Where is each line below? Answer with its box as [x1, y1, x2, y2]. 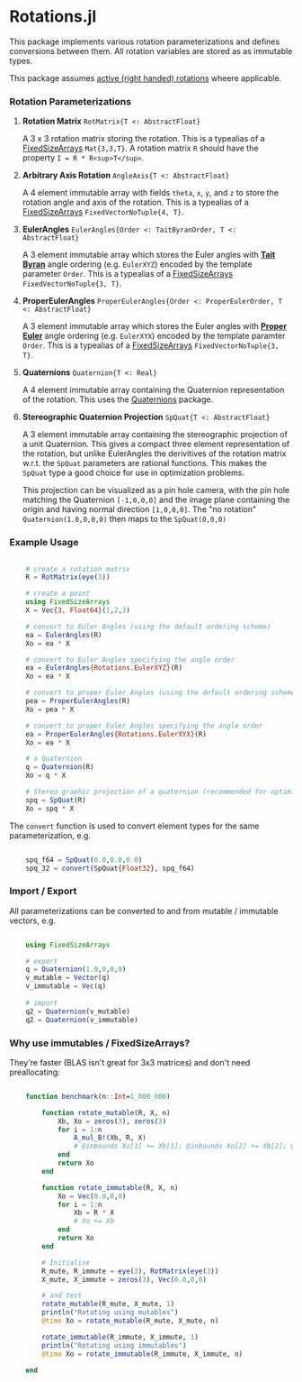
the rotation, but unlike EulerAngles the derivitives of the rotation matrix [22, 448, 287, 459]
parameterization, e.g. [9, 829, 92, 840]
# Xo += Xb [73, 1217, 115, 1226]
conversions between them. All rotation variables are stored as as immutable [9, 45, 293, 56]
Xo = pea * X [25, 705, 75, 714]
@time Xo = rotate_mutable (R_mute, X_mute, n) [41, 1316, 219, 1325]
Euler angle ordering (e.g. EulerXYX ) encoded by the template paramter [22, 331, 286, 342]
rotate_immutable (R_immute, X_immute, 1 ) [41, 1332, 200, 1341]
